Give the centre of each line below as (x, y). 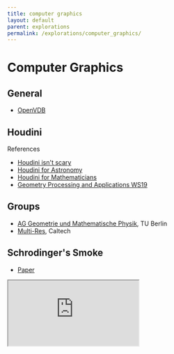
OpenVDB (31, 110)
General (25, 93)
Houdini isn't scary (44, 163)
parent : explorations (39, 27)
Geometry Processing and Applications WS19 (82, 185)
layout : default (31, 20)
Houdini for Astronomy (50, 170)
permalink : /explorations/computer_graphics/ (74, 33)
